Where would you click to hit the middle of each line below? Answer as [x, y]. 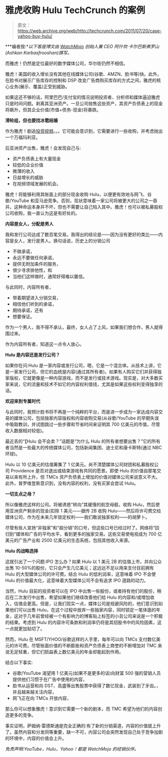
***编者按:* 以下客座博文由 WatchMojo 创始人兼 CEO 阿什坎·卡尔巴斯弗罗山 [82, 46]
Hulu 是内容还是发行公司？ [32, 354]
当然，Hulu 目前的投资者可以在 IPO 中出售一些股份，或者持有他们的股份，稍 [83, 591]
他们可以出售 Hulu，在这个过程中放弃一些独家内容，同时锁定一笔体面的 [83, 610]
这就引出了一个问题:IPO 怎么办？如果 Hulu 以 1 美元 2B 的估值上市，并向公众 [83, 561]
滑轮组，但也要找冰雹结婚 [31, 120]
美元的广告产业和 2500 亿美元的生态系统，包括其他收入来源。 [69, 540]
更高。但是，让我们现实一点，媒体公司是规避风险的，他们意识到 [92, 603]
